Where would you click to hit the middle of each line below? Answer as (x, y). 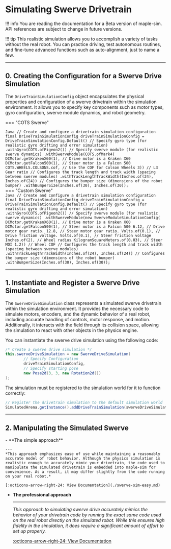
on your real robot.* (28, 476)
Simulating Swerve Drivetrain (69, 9)
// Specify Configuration (51, 359)
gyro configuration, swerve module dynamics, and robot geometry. (76, 112)
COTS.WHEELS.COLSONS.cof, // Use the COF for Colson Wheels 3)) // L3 (82, 168)
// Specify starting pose (51, 369)
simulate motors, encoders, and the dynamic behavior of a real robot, (78, 314)
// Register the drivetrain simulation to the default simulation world (84, 402)
